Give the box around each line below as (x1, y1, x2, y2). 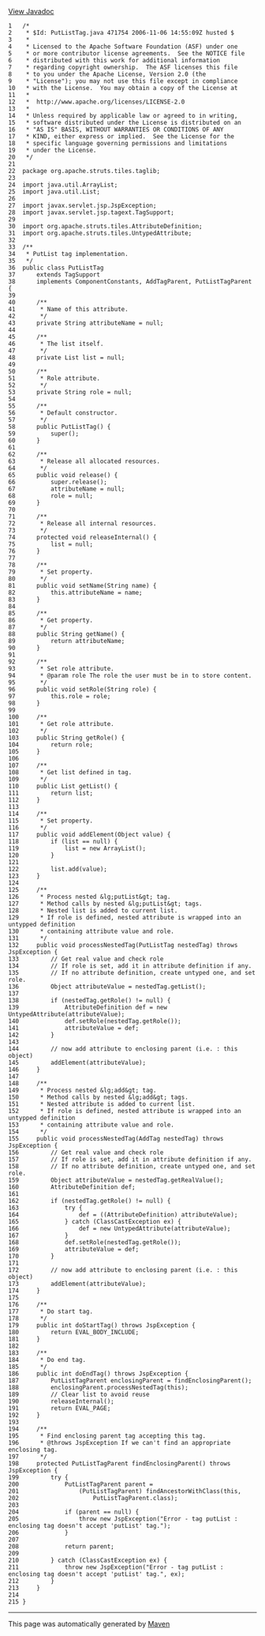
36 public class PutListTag (8, 264, 104, 272)
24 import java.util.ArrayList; (8, 181, 118, 189)
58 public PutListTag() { (8, 423, 111, 431)
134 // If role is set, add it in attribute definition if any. (8, 962, 252, 970)
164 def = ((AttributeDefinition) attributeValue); (8, 1211, 238, 1219)
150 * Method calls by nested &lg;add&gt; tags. (8, 1093, 189, 1101)
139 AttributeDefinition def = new (8, 1003, 168, 1011)
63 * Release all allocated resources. (8, 457, 160, 465)
